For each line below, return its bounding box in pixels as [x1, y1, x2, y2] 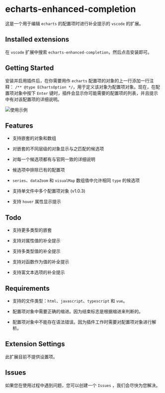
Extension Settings [5, 340, 65, 348]
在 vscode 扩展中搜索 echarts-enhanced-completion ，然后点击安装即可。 [5, 49, 153, 55]
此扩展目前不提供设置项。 [5, 354, 58, 360]
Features [5, 121, 33, 130]
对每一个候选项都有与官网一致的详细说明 [12, 157, 95, 162]
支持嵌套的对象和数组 [12, 135, 56, 141]
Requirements [5, 284, 50, 293]
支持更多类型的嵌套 [12, 227, 52, 233]
